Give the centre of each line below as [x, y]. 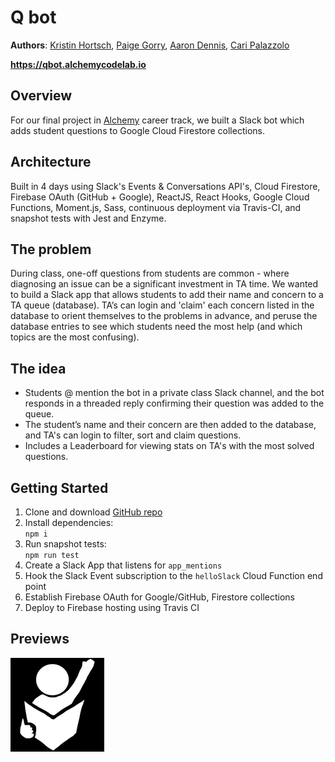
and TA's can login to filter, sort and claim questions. [133, 435]
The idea [38, 368]
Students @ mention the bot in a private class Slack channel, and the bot [174, 393]
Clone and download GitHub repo [93, 512]
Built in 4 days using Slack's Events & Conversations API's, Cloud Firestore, [165, 186]
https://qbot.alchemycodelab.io [78, 64]
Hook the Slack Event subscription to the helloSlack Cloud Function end [173, 575]
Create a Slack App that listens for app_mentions [123, 565]
